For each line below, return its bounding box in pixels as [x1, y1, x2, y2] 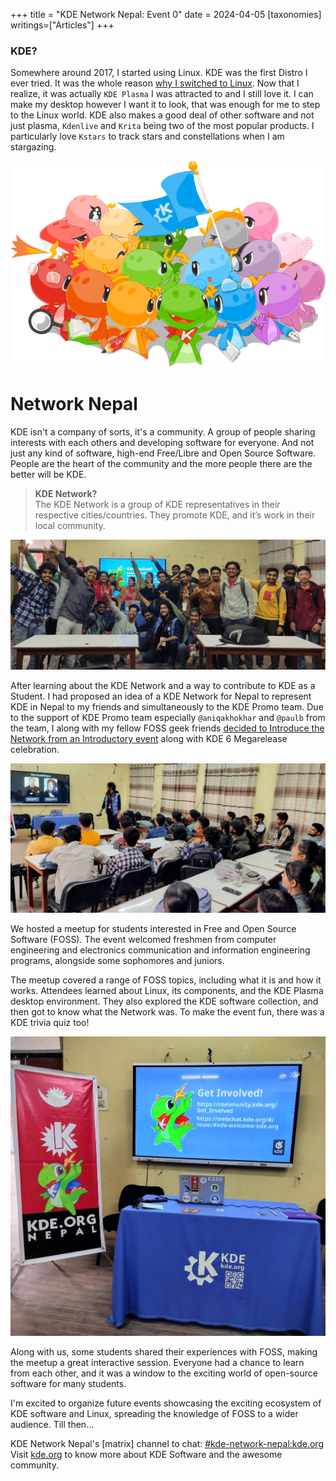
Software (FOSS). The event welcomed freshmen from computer [10, 933, 277, 945]
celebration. [10, 743, 60, 755]
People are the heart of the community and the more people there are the [10, 457, 313, 469]
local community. [34, 519, 106, 531]
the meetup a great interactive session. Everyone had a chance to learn [10, 1357, 305, 1369]
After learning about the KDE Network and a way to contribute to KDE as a [10, 679, 316, 691]
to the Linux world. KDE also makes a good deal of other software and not [10, 109, 315, 121]
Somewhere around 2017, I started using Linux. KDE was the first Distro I [10, 67, 308, 79]
